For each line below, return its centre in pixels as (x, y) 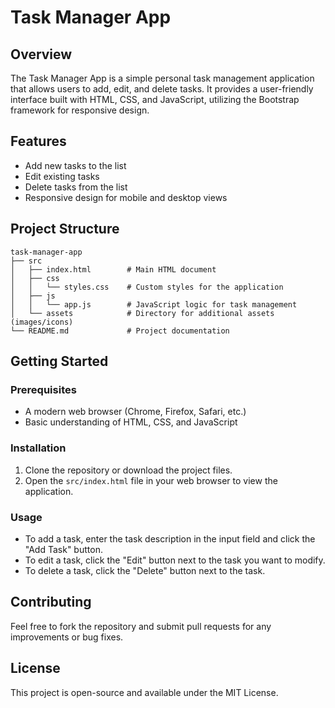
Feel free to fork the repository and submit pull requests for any (141, 626)
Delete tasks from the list (76, 187)
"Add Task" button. (63, 549)
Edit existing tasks (62, 176)
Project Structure (65, 229)
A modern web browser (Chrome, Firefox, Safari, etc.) (135, 412)
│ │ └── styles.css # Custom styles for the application (147, 287)
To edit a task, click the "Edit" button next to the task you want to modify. (175, 560)
